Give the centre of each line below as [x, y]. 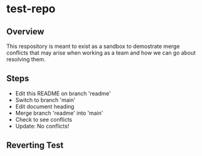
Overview [25, 32]
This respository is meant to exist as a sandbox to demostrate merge [93, 46]
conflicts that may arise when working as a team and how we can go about [101, 53]
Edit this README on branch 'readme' [63, 93]
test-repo [31, 9]
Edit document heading [45, 106]
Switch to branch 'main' [45, 99]
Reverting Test [35, 145]
